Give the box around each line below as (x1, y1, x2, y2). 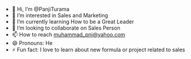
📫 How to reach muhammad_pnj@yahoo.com (11, 31, 125, 38)
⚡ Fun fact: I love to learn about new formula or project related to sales (11, 46, 186, 53)
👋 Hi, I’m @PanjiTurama (11, 6, 70, 12)
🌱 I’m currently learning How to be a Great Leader (11, 18, 134, 25)
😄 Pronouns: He (11, 40, 53, 47)
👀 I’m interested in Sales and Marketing (11, 12, 109, 19)
